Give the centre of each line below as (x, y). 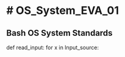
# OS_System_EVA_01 (63, 11)
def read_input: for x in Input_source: (53, 47)
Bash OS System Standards (59, 33)
